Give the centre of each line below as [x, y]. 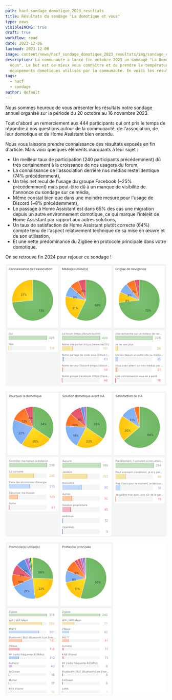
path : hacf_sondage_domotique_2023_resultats [55, 11]
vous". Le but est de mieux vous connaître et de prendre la [77, 65]
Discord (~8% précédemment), [46, 203]
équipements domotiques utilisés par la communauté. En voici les [82, 71]
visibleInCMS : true [26, 27]
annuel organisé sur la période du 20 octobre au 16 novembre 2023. [77, 113]
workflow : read [21, 38]
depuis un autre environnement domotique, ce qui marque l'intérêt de [86, 214]
